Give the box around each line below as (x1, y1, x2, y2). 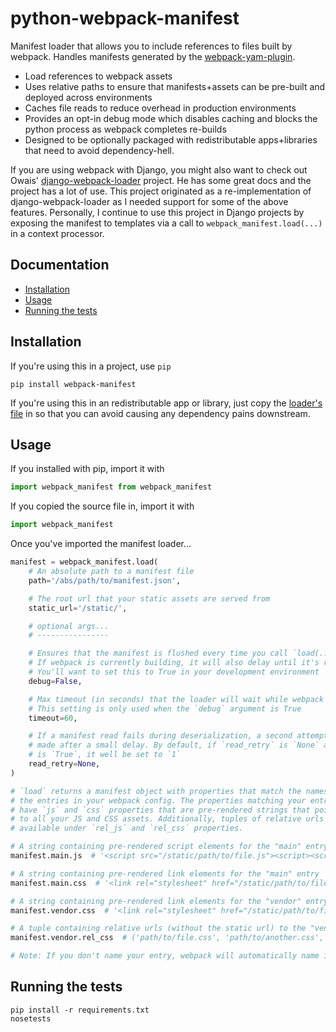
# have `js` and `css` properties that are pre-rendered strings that (10, 805, 311, 815)
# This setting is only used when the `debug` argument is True (28, 703, 302, 714)
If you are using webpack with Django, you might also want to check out (10, 163, 308, 176)
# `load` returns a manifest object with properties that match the (10, 786, 302, 796)
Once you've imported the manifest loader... (10, 538, 192, 550)
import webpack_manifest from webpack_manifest (10, 482, 213, 492)
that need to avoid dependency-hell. (24, 144, 175, 156)
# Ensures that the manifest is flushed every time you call (28, 648, 288, 659)
